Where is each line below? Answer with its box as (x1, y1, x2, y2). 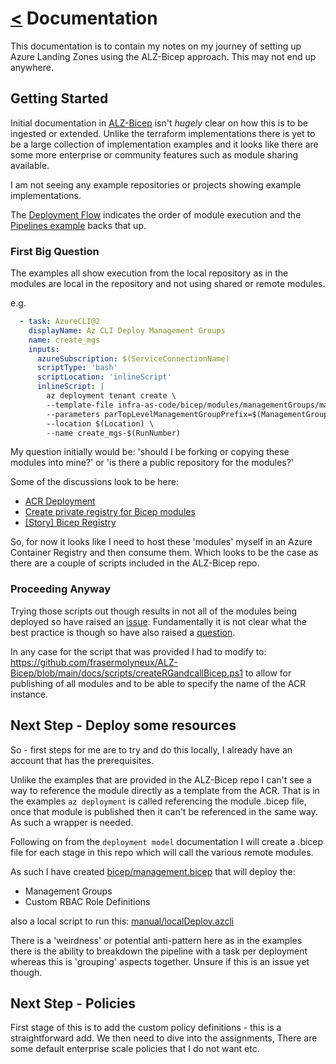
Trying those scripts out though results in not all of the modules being (10, 605, 298, 617)
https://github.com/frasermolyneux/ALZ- (10, 656, 178, 668)
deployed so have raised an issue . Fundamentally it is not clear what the (10, 615, 308, 627)
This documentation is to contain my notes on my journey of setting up (10, 40, 302, 52)
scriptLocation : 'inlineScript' (36, 372, 172, 382)
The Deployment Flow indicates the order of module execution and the (10, 208, 302, 221)
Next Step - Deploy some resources (10, 717, 237, 734)
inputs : (28, 344, 60, 354)
